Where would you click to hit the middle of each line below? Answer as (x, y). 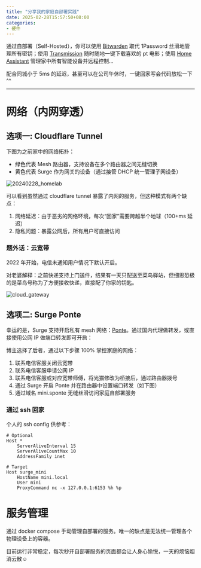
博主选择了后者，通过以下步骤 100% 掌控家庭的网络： (72, 350)
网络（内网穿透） (48, 112)
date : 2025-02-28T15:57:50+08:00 (48, 17)
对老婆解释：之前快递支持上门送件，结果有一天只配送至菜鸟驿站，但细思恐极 (100, 275)
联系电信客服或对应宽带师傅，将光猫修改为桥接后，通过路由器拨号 (96, 378)
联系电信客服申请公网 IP (44, 371)
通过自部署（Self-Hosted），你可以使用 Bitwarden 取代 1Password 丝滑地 (96, 46)
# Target (17, 467)
